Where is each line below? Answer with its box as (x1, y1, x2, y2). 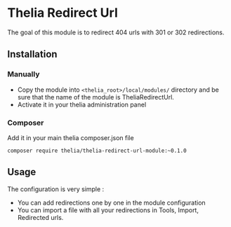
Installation (7, 48, 58, 60)
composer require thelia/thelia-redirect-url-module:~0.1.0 (7, 147, 187, 154)
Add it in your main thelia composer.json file (7, 133, 135, 142)
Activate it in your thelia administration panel (17, 100, 147, 109)
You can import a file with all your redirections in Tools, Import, (17, 205, 199, 214)
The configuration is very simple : (7, 184, 105, 193)
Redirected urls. (17, 213, 64, 221)
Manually (7, 69, 40, 79)
